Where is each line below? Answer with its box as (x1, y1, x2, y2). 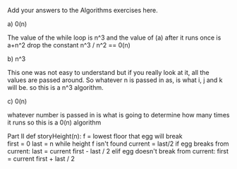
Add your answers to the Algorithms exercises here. (7, 6, 159, 14)
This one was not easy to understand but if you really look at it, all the (7, 69, 209, 76)
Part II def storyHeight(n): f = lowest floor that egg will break (7, 132, 183, 140)
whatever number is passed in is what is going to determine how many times (7, 111, 230, 119)
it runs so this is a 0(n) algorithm (7, 118, 102, 127)
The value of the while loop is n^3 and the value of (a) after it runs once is (7, 33, 221, 42)
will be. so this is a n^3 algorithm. (7, 83, 104, 91)
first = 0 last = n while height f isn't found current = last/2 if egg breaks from (7, 139, 229, 148)
